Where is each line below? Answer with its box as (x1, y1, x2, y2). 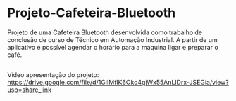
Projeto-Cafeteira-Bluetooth (7, 5, 176, 21)
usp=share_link (7, 86, 51, 94)
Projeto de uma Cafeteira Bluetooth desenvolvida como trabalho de (7, 28, 203, 36)
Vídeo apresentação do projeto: (7, 71, 99, 79)
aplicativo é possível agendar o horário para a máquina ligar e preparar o (7, 43, 218, 51)
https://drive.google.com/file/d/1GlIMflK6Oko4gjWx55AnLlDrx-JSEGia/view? (7, 79, 229, 87)
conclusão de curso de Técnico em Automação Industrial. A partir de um (7, 35, 218, 43)
